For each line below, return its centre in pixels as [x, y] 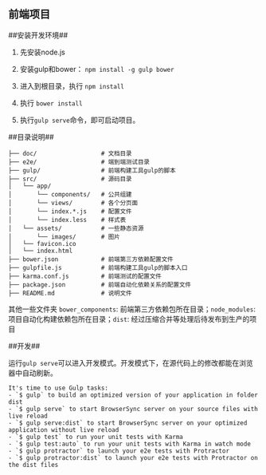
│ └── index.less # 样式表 [67, 220]
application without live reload [64, 429]
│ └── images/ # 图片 [65, 237]
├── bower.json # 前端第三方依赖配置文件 [91, 259]
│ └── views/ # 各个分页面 [73, 203]
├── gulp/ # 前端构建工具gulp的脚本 [92, 170]
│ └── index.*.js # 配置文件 [70, 211]
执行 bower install [51, 103]
